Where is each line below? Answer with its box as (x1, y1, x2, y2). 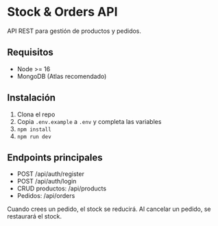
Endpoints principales (7, 151, 103, 163)
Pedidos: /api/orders (16, 192, 75, 200)
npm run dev (16, 133, 51, 140)
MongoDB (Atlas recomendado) (16, 72, 107, 80)
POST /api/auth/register (16, 170, 84, 178)
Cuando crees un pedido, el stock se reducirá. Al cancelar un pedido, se (7, 205, 211, 213)
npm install (16, 126, 51, 133)
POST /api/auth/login (16, 177, 77, 186)
